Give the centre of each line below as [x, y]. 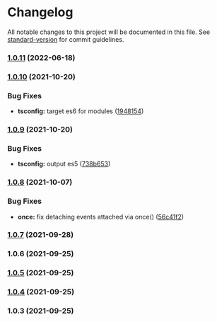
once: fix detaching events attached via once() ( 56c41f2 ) [101, 217]
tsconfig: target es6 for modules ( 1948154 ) [81, 111]
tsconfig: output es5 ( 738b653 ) [64, 164]
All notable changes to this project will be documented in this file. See [109, 32]
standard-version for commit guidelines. [66, 39]
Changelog [40, 12]
